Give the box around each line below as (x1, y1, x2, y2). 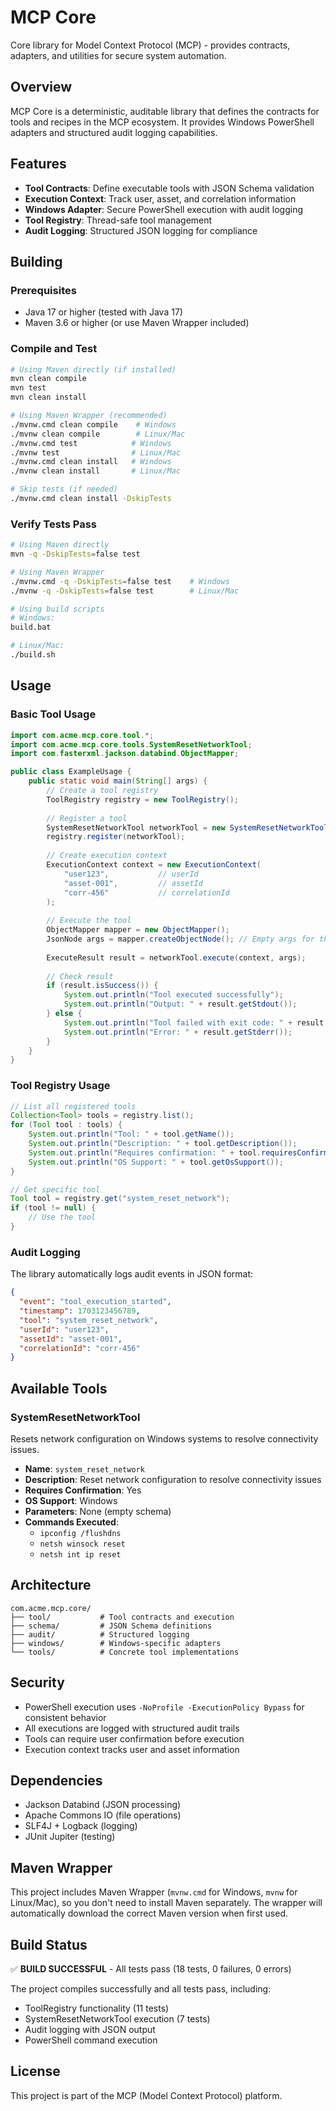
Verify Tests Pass (10, 517, 98, 531)
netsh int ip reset (39, 1549, 122, 1560)
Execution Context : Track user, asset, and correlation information (24, 192, 297, 205)
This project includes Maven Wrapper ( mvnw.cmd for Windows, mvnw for (10, 1886, 298, 1898)
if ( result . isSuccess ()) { (46, 981, 159, 991)
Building (10, 253, 63, 270)
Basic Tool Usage (10, 707, 97, 721)
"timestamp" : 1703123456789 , (19, 1306, 141, 1316)
